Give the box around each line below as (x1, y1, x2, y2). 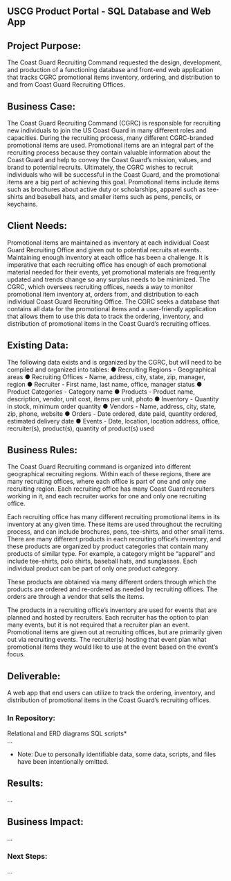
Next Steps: (7, 852, 48, 862)
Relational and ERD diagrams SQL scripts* (7, 729, 127, 738)
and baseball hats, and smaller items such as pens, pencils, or (24, 193, 202, 201)
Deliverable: (7, 670, 61, 682)
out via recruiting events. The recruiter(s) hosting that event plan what (7, 636, 207, 644)
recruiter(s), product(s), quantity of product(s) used (7, 424, 154, 433)
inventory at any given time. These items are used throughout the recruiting (7, 520, 223, 529)
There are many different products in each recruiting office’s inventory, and (7, 535, 221, 543)
